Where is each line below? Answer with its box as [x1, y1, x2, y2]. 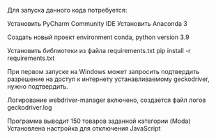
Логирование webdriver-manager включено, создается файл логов [7, 96, 206, 104]
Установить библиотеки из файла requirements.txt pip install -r [7, 47, 191, 54]
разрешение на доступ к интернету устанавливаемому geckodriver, [7, 75, 210, 83]
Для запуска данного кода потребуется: [7, 6, 128, 14]
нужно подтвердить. [7, 82, 68, 90]
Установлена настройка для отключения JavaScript [7, 124, 161, 132]
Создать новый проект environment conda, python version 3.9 [7, 33, 190, 41]
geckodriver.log [7, 103, 52, 111]
